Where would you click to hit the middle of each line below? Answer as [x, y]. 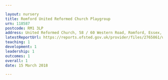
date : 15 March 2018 [27, 65]
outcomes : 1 [17, 56]
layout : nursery [22, 14]
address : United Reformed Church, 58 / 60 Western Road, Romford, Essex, [84, 33]
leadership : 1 [20, 51]
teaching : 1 [17, 42]
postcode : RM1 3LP [24, 28]
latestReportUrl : [23, 37]
